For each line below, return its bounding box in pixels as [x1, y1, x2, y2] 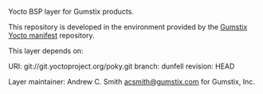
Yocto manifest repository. [8, 31, 95, 40]
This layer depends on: [8, 46, 84, 55]
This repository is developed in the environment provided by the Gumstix [8, 22, 248, 31]
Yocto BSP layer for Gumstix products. [8, 7, 134, 16]
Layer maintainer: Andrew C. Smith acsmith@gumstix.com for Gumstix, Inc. [8, 77, 255, 86]
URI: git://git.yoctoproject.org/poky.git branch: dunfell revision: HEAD [8, 61, 235, 71]
